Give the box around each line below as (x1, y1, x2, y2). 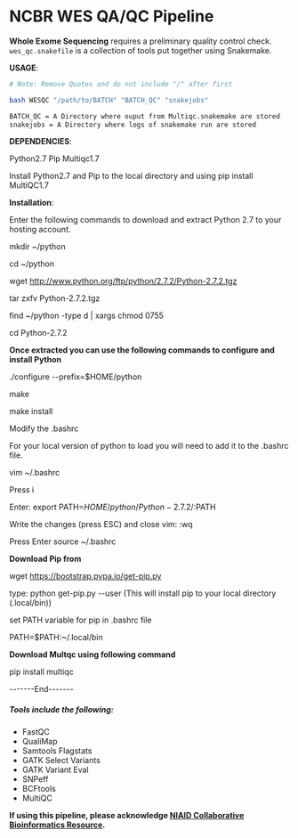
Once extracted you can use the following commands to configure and (9, 345, 276, 355)
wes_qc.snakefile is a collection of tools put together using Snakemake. (9, 45, 272, 55)
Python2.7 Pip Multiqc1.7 (9, 153, 100, 164)
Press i (9, 484, 35, 495)
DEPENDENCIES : (9, 136, 73, 147)
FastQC (21, 727, 51, 737)
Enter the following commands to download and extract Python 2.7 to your (9, 215, 282, 225)
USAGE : (9, 62, 39, 73)
